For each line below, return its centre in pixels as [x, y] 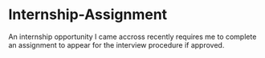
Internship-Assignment [88, 15]
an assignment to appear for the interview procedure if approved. [116, 44]
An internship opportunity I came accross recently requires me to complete [132, 37]
